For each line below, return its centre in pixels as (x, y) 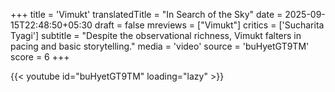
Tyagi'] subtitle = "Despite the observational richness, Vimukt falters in (156, 35)
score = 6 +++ (40, 57)
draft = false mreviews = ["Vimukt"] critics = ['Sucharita (209, 25)
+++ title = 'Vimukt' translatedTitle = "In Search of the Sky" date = (146, 14)
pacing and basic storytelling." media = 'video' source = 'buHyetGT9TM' (160, 46)
